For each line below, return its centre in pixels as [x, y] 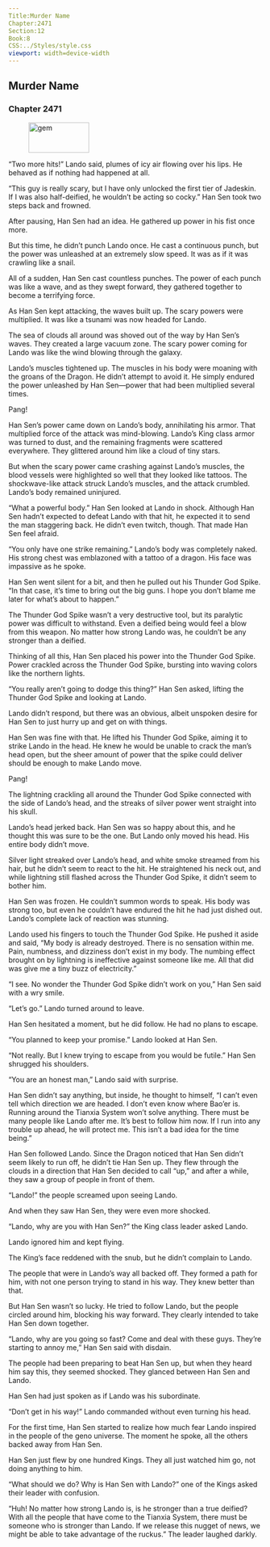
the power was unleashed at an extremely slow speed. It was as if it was [128, 254]
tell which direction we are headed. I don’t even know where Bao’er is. [124, 1104]
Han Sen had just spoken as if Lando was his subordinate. [104, 1396]
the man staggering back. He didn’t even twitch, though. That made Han [128, 525]
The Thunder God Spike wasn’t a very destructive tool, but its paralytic [126, 614]
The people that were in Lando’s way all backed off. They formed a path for [133, 1273]
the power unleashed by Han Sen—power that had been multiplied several [132, 385]
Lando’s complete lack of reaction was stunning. [89, 918]
